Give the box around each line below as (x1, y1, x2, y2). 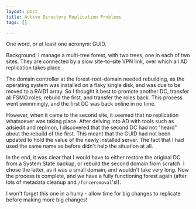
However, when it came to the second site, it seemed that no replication (6, 112, 179, 119)
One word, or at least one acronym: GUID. (6, 40, 107, 47)
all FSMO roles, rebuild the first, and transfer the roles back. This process (6, 94, 183, 101)
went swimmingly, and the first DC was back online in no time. (6, 100, 156, 107)
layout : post (6, 8, 38, 15)
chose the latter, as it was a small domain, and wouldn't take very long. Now (6, 166, 189, 173)
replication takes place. (6, 64, 63, 71)
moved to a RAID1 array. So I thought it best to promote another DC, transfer (6, 88, 189, 95)
